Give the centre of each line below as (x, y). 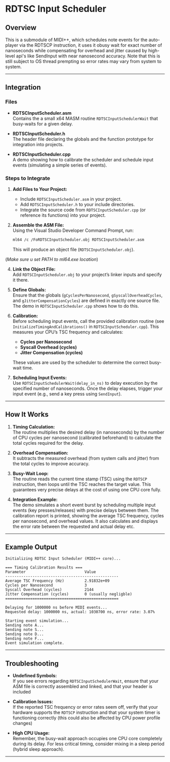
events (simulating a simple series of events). (60, 165)
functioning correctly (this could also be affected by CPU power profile (86, 718)
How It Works (27, 415)
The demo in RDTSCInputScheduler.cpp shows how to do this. (76, 306)
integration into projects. (38, 144)
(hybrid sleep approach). (38, 749)
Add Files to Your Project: (40, 189)
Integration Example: (35, 499)
